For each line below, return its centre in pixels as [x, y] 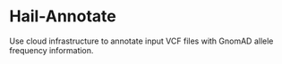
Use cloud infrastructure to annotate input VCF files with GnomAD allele [141, 41]
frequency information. [51, 50]
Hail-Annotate [63, 16]
